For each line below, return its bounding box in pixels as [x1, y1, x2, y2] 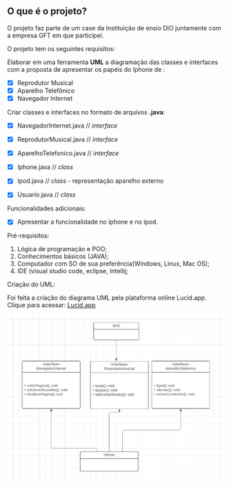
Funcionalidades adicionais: [7, 204, 86, 213]
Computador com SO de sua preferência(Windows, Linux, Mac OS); [17, 260, 210, 268]
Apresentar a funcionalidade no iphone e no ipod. [17, 217, 159, 226]
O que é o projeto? [7, 6, 88, 17]
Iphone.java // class [17, 163, 74, 171]
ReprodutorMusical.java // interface [17, 135, 119, 144]
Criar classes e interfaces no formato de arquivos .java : [7, 108, 165, 116]
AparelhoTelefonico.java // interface [17, 149, 119, 157]
